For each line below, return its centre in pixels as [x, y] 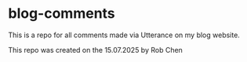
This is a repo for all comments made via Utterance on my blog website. [124, 35]
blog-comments [62, 14]
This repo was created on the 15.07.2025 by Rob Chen [95, 50]
